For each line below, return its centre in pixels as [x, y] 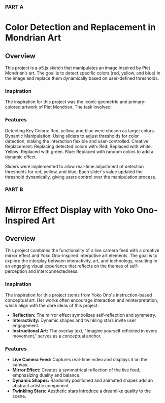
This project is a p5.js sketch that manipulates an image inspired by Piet [78, 68]
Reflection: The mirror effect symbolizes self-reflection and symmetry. [84, 315]
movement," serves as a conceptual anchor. [57, 336]
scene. [19, 396]
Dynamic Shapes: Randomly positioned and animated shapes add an [82, 380]
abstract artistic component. [41, 386]
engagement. [26, 325]
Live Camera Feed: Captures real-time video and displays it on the [80, 360]
